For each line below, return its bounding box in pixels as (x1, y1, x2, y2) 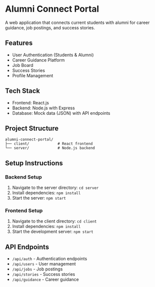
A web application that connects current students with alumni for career (5, 20, 150, 25)
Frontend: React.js (12, 100, 49, 105)
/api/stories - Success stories (12, 271, 75, 277)
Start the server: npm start (12, 195, 66, 201)
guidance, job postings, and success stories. (5, 24, 95, 30)
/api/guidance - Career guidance (12, 277, 79, 283)
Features (5, 39, 33, 47)
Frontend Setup (5, 207, 43, 214)
